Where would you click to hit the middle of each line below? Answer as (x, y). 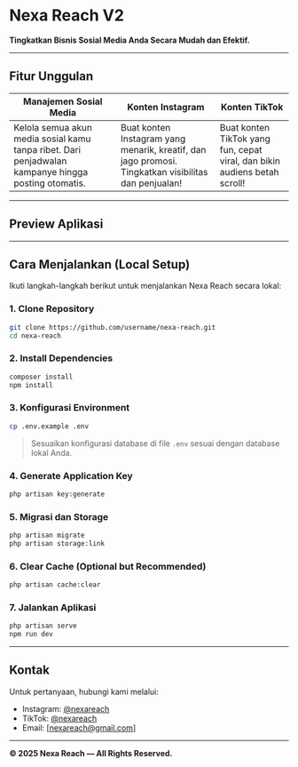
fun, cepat (241, 149)
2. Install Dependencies (61, 358)
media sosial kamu (52, 139)
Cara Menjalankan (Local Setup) (100, 264)
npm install (31, 385)
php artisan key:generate (57, 494)
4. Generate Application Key (71, 475)
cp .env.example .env (49, 426)
